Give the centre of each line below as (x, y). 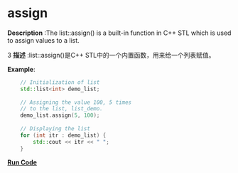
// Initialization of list (60, 82)
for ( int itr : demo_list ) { (63, 135)
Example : (21, 69)
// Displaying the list (55, 129)
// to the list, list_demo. (61, 109)
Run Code (22, 162)
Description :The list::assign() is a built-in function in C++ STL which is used (119, 33)
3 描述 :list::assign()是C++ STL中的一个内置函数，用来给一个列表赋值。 (111, 55)
